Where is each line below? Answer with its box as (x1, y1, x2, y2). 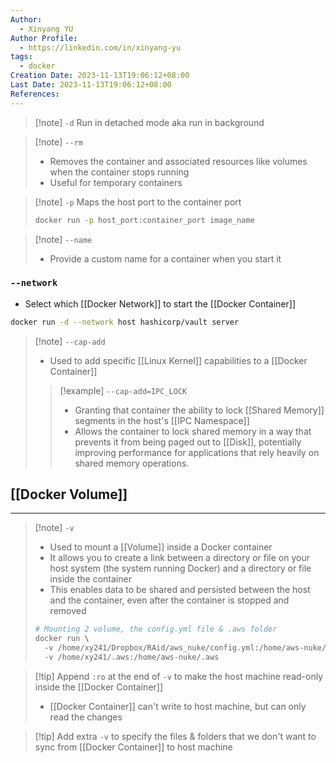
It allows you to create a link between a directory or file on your (49, 552, 310, 564)
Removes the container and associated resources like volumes (49, 155, 308, 167)
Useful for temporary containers (49, 176, 183, 188)
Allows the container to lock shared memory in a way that (74, 425, 312, 437)
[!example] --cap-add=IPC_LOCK (59, 384, 188, 396)
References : (10, 89, 60, 99)
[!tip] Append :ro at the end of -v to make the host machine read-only (34, 670, 324, 682)
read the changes (49, 711, 123, 723)
